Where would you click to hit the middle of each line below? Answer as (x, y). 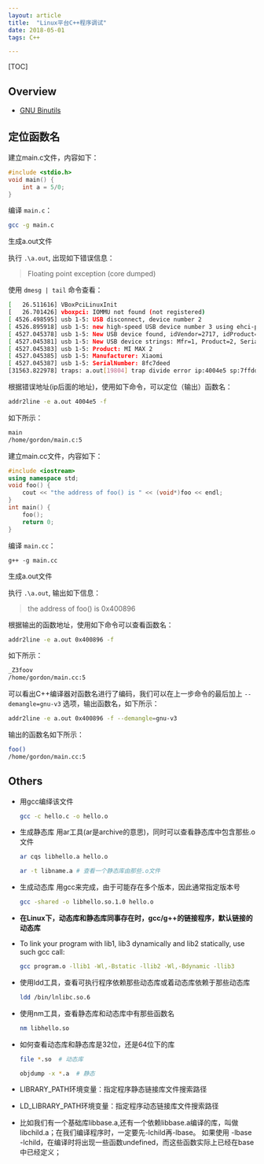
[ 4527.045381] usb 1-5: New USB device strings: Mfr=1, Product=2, (123, 342)
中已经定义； (40, 1152)
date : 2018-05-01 (37, 30)
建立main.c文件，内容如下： (53, 157)
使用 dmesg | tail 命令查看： (55, 290)
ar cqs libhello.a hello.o (64, 857)
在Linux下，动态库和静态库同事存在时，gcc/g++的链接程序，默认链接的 (136, 918)
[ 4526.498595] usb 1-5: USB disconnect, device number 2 (105, 320)
